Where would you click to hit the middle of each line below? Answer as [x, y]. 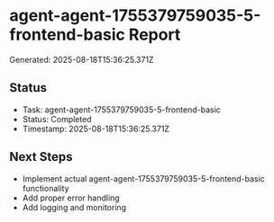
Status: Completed [57, 119]
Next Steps [41, 157]
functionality [46, 188]
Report [155, 35]
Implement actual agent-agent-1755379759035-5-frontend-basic [144, 178]
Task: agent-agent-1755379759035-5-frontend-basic [121, 110]
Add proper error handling [71, 198]
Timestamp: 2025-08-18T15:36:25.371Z [96, 129]
